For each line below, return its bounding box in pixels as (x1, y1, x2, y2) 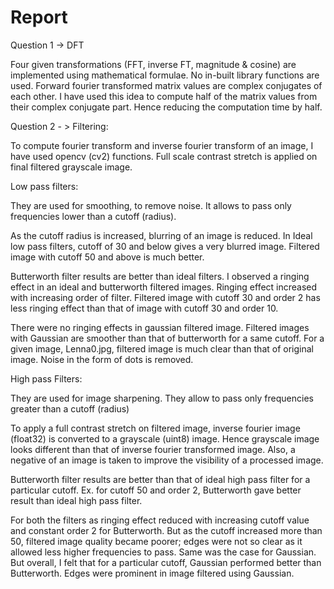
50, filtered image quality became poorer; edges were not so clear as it (10, 535, 303, 547)
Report (10, 6, 68, 29)
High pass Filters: (10, 372, 83, 385)
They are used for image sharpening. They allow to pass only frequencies (10, 392, 314, 404)
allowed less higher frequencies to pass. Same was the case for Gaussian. (10, 546, 317, 558)
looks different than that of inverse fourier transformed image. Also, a (10, 443, 296, 455)
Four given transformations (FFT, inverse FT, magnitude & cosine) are (10, 58, 297, 70)
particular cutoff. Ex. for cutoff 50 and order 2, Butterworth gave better (10, 484, 302, 496)
